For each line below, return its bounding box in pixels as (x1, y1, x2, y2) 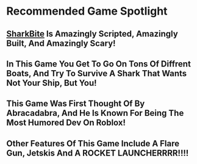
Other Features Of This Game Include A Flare (6, 138, 180, 149)
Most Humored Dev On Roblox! (6, 118, 126, 128)
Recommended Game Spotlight (6, 4, 168, 18)
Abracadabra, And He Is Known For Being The (6, 108, 184, 118)
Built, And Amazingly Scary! (6, 38, 116, 48)
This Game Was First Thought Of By (6, 99, 145, 109)
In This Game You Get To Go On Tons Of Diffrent (6, 59, 191, 69)
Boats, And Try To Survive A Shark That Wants (6, 68, 187, 79)
